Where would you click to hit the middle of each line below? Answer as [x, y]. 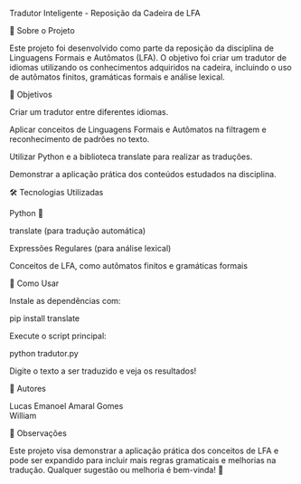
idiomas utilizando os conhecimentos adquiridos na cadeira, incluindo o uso [150, 67]
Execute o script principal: [58, 336]
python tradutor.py [44, 353]
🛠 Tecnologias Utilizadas [56, 192]
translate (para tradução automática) [78, 231]
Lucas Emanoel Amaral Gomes [66, 406]
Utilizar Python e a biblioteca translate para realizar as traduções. [131, 157]
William [23, 416]
